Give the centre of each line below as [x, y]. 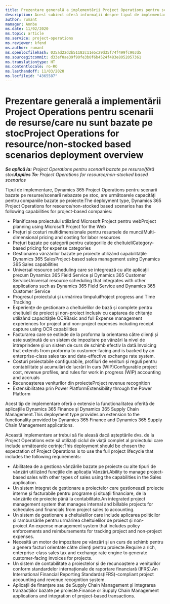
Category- [143, 243]
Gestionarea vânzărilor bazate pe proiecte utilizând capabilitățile [79, 253]
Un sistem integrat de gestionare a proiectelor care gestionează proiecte [88, 488]
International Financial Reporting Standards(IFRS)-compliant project [83, 574]
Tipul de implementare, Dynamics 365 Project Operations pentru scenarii [81, 190]
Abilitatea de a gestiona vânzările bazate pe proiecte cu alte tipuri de [84, 466]
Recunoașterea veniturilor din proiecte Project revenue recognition [81, 383]
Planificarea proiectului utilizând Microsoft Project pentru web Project [84, 221]
